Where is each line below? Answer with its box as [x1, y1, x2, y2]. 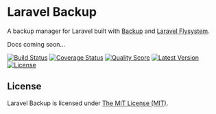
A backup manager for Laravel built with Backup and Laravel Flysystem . [7, 27, 211, 35]
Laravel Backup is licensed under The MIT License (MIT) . [7, 99, 169, 107]
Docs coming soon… [7, 40, 66, 48]
